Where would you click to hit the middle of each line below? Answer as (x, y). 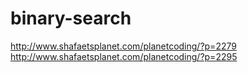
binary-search (71, 18)
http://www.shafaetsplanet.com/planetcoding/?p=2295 (124, 56)
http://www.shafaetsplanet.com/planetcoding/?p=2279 (123, 46)
